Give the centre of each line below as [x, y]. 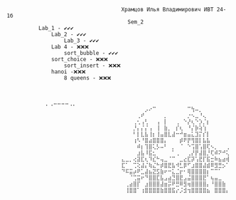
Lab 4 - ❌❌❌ [70, 47]
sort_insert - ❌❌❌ [92, 65]
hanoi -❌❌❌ [69, 72]
